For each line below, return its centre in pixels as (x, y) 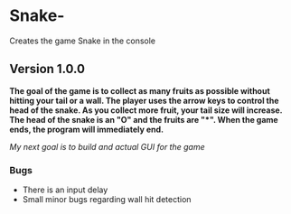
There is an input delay (65, 190)
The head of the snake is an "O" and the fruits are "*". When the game (144, 119)
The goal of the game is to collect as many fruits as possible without (140, 90)
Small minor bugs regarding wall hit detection (107, 200)
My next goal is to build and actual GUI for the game (107, 146)
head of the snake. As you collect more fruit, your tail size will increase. (146, 110)
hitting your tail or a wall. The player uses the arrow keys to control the (144, 100)
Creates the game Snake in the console (83, 41)
